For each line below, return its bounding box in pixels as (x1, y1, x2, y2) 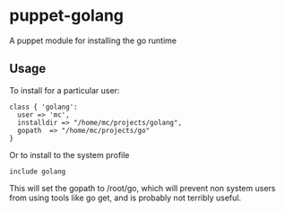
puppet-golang (9, 5, 124, 26)
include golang (9, 167, 66, 176)
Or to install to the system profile (9, 149, 130, 160)
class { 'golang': (9, 102, 78, 111)
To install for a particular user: (9, 84, 120, 95)
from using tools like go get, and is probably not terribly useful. (9, 192, 242, 203)
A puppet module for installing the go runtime (9, 35, 177, 46)
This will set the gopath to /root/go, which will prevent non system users (9, 182, 276, 193)
